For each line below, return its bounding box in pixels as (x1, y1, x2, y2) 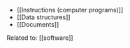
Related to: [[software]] (6, 34, 74, 42)
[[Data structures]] (16, 13, 71, 21)
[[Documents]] (16, 21, 59, 28)
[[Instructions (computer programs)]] (16, 6, 124, 14)
